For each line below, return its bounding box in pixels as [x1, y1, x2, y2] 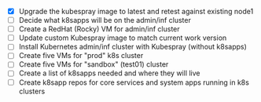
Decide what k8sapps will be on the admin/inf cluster [18, 16, 192, 25]
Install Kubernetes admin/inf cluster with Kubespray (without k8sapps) [18, 42, 247, 52]
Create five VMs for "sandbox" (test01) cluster [18, 60, 169, 69]
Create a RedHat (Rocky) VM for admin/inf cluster [18, 24, 180, 34]
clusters [18, 86, 46, 96]
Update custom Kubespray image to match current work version [18, 33, 227, 42]
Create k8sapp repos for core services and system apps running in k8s [18, 78, 249, 87]
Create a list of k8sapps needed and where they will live [18, 68, 200, 78]
